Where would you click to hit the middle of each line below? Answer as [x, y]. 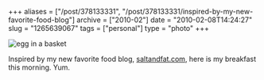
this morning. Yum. [39, 67]
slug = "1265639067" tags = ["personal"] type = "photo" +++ [109, 28]
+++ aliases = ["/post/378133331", [64, 11]
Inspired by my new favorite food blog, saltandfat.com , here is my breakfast [132, 59]
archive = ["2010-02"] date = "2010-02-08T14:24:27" [165, 20]
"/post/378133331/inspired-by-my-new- [188, 11]
